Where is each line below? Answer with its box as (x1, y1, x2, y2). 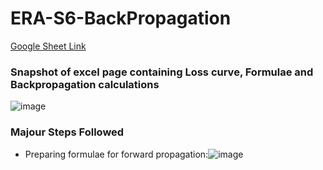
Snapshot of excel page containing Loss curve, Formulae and (10, 65, 314, 79)
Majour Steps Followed (10, 125, 125, 139)
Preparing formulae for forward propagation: (24, 148, 209, 160)
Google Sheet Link (10, 40, 87, 52)
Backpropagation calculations (10, 77, 160, 91)
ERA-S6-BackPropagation (10, 7, 232, 30)
